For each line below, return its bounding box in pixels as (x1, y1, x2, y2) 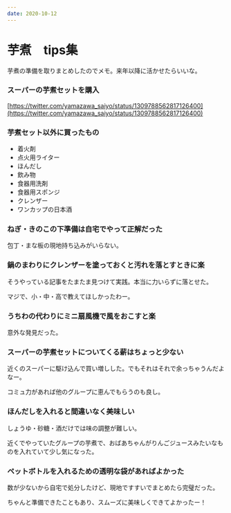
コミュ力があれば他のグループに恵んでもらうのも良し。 (7, 388, 165, 396)
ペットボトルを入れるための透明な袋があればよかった (7, 466, 185, 476)
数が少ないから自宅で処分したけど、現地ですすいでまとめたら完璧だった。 (7, 483, 219, 492)
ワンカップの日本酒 (17, 205, 73, 214)
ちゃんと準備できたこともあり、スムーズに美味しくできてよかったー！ (7, 498, 207, 506)
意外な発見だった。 (7, 329, 62, 337)
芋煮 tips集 (7, 42, 78, 58)
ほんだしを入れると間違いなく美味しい (7, 407, 135, 417)
